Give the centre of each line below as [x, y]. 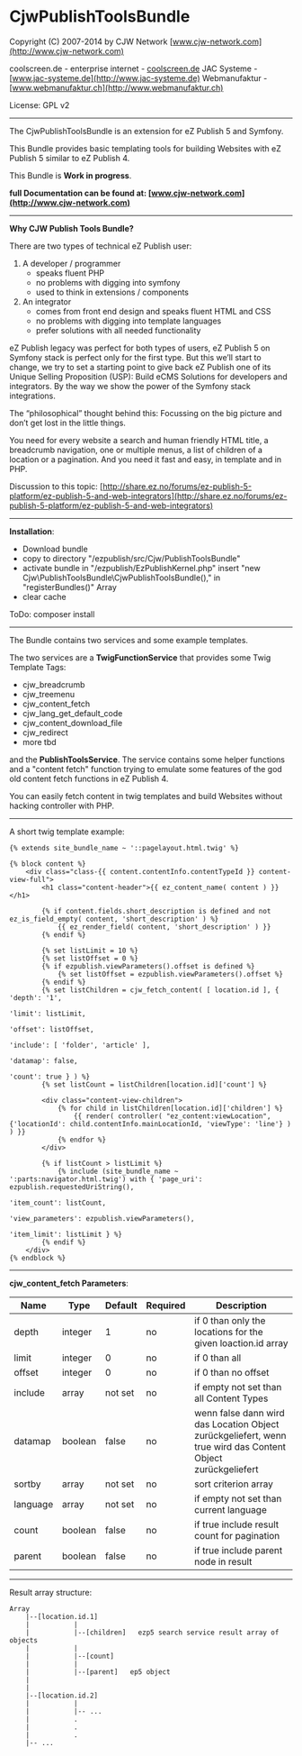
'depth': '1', [36, 997]
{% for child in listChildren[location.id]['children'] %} [170, 1108]
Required [166, 1306]
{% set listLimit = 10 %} [90, 951]
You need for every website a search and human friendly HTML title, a [139, 440]
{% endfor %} [81, 1140]
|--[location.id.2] [62, 1696]
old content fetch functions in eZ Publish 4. [89, 778]
